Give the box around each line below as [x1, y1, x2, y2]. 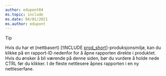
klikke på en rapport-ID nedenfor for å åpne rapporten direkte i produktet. [5, 50, 156, 56]
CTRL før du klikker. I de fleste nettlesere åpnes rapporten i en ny [5, 60, 140, 66]
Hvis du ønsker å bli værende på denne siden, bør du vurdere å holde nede [5, 55, 160, 61]
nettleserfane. [5, 66, 34, 72]
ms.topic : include [5, 12, 43, 17]
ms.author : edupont [5, 21, 46, 26]
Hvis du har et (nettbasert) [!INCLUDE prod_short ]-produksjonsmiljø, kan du [5, 44, 161, 50]
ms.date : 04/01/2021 [5, 16, 48, 21]
